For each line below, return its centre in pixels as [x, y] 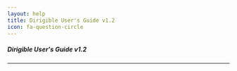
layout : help [26, 14]
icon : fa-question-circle [45, 27]
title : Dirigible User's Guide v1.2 [61, 20]
